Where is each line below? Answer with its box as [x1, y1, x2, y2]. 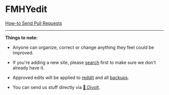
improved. [12, 49, 34, 56]
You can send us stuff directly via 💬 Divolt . [12, 84, 101, 90]
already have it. [12, 64, 45, 71]
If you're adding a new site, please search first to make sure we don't [12, 59, 156, 65]
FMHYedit [5, 4, 48, 15]
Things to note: [5, 34, 38, 41]
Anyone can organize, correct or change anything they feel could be [12, 44, 154, 50]
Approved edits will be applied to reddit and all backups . [12, 74, 129, 80]
